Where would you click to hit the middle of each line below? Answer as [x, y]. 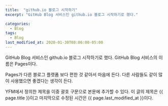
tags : [11, 33]
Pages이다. [26, 64]
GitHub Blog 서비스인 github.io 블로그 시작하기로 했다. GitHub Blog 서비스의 [81, 57]
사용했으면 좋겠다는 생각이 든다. [42, 81]
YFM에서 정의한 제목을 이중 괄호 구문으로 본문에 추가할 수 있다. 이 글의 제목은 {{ [84, 91]
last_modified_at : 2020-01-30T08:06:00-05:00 [54, 43]
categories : [18, 24]
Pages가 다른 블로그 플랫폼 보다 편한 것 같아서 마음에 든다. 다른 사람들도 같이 [81, 74]
